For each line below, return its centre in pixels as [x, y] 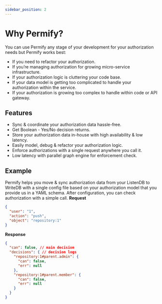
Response [15, 234]
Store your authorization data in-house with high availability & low [77, 135]
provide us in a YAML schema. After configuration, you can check [70, 193]
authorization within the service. [44, 87]
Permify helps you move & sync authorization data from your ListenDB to [77, 183]
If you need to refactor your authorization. [54, 62]
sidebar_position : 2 [26, 9]
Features [19, 113]
